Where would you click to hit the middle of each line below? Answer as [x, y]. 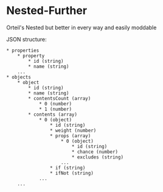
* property [31, 55]
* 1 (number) [55, 109]
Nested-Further [47, 11]
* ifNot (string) [72, 173]
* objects [19, 77]
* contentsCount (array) [60, 98]
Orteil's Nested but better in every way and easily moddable [81, 27]
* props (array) [70, 136]
